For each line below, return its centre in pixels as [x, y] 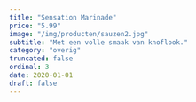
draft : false [33, 83]
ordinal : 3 [29, 67]
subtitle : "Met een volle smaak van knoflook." [99, 42]
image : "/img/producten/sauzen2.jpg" [79, 34]
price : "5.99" [35, 26]
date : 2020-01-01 [41, 75]
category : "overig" [45, 51]
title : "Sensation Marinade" [63, 17]
